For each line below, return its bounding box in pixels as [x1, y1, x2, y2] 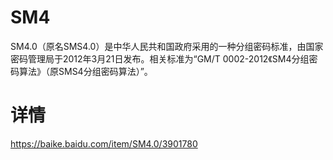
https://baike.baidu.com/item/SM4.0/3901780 [10, 137, 198, 150]
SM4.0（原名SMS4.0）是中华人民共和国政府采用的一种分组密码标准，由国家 [10, 40, 324, 52]
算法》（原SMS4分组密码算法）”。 [18, 65, 153, 77]
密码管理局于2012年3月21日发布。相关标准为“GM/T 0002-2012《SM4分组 [10, 52, 310, 65]
